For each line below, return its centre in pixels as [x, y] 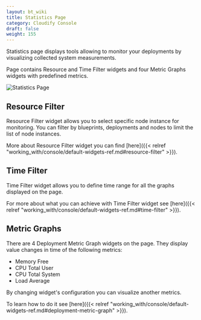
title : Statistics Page [36, 17]
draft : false [23, 29]
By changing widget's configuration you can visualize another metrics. [94, 292]
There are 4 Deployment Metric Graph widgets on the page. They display [97, 243]
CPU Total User [34, 268]
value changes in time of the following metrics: [64, 249]
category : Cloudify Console [42, 23]
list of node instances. [34, 134]
